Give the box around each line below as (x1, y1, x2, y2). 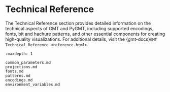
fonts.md (5, 69, 24, 74)
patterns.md (5, 73, 30, 78)
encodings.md (5, 77, 33, 82)
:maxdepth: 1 (5, 51, 33, 56)
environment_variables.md (5, 82, 60, 87)
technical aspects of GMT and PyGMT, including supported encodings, (5, 25, 154, 31)
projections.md (5, 64, 38, 69)
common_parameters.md (5, 60, 51, 65)
